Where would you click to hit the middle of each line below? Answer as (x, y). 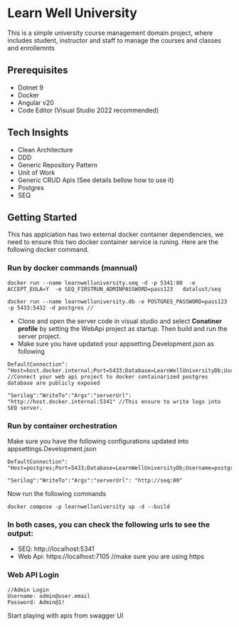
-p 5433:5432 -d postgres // (51, 307)
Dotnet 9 (31, 88)
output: (21, 533)
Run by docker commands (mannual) (73, 268)
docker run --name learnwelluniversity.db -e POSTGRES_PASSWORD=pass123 (117, 301)
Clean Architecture (45, 149)
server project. (39, 336)
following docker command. (48, 250)
